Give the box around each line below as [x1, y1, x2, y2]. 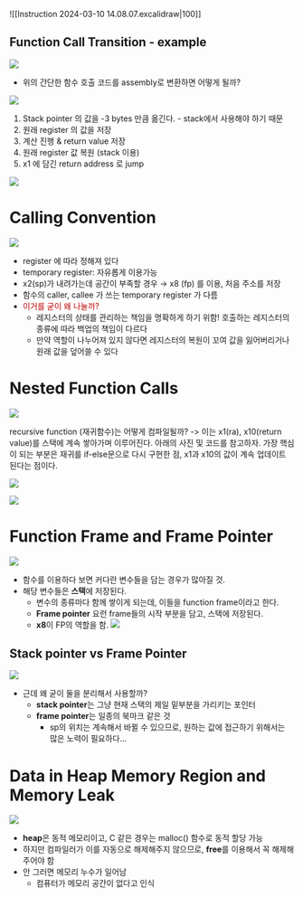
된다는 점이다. [9, 459, 59, 470]
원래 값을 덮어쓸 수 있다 [35, 345, 119, 356]
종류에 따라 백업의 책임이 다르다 [35, 323, 147, 334]
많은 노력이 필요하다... [49, 733, 128, 744]
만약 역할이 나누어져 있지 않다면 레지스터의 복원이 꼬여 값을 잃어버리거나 [35, 335, 290, 345]
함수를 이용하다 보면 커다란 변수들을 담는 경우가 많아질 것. [22, 574, 226, 585]
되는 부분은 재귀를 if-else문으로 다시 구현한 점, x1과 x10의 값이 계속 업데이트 [18, 448, 287, 459]
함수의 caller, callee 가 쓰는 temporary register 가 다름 [22, 289, 219, 300]
